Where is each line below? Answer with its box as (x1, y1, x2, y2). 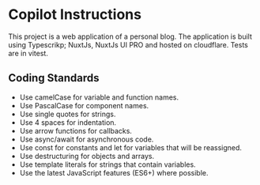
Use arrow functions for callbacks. (19, 126, 133, 135)
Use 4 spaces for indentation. (19, 117, 117, 127)
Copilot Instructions (8, 6, 142, 24)
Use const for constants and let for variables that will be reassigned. (19, 142, 243, 152)
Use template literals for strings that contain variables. (19, 160, 196, 169)
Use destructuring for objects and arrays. (19, 151, 155, 160)
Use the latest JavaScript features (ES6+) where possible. (19, 168, 209, 177)
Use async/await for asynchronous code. (19, 134, 154, 144)
